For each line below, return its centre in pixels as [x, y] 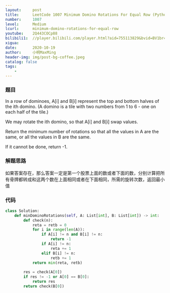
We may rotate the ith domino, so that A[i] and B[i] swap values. [72, 122]
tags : [11, 66]
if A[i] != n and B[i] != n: [72, 234]
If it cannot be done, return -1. [36, 147]
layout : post [24, 10]
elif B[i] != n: [58, 253]
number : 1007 [24, 19]
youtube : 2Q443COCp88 [31, 33]
